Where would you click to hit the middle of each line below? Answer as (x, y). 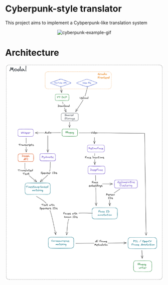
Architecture (32, 53)
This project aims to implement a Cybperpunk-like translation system (76, 23)
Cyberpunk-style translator (63, 9)
